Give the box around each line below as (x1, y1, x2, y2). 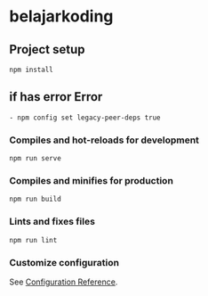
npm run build (9, 194, 62, 204)
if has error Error (9, 89, 103, 104)
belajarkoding (9, 6, 114, 27)
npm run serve (9, 154, 62, 163)
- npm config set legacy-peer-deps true (9, 113, 162, 122)
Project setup (9, 42, 86, 57)
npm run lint (9, 235, 58, 244)
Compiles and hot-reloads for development (9, 134, 200, 146)
